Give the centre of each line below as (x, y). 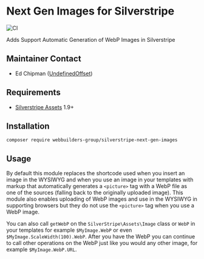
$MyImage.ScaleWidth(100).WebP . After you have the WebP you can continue (101, 237)
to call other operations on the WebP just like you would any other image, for (102, 243)
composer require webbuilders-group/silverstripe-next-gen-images (92, 140)
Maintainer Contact (44, 59)
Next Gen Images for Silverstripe (90, 11)
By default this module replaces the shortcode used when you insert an (96, 173)
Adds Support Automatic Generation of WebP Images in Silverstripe (91, 39)
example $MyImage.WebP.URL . (42, 249)
